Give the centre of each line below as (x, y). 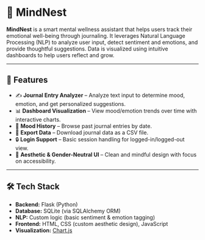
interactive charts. (38, 119)
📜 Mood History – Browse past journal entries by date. (84, 126)
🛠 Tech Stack (33, 187)
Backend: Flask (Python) (46, 204)
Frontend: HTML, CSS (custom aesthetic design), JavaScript (92, 224)
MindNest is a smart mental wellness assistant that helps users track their (99, 29)
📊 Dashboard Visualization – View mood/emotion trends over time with (106, 111)
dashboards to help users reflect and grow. (60, 55)
